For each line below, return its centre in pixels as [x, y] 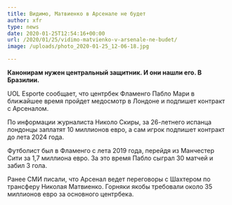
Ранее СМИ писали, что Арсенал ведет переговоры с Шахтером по [109, 179]
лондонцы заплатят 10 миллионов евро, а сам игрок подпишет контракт [116, 130]
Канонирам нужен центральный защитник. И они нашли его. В [105, 72]
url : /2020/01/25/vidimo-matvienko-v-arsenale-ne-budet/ [92, 40]
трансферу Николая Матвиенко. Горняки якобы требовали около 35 [110, 186]
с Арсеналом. [28, 108]
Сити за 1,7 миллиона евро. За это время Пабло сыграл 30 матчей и [110, 158]
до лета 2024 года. [36, 137]
